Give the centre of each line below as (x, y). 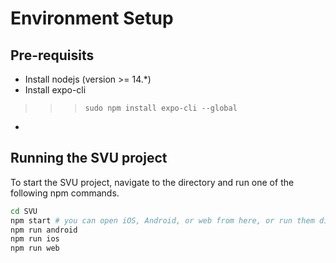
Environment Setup (92, 18)
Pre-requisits (52, 55)
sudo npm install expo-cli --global (161, 108)
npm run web (35, 248)
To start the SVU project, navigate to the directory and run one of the (152, 182)
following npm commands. (65, 193)
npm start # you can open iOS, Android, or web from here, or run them (162, 220)
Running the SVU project (89, 158)
